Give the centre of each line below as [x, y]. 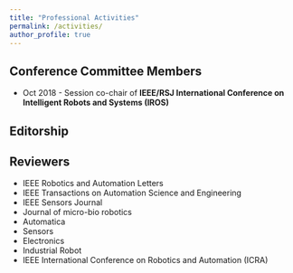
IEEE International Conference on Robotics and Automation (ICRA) [145, 260]
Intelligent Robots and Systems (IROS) [96, 103]
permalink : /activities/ [56, 26]
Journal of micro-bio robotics [77, 212]
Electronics [43, 241]
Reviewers [40, 161]
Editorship [39, 131]
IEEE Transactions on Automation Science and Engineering [132, 193]
